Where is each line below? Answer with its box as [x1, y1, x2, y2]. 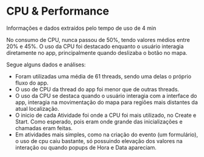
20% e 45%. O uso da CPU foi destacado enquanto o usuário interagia [6, 43, 184, 50]
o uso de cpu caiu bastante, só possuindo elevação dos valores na [15, 137, 183, 144]
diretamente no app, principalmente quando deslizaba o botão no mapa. [6, 49, 188, 56]
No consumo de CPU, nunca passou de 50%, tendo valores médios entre [6, 36, 190, 43]
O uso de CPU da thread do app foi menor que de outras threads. [15, 85, 180, 92]
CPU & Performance [6, 4, 110, 18]
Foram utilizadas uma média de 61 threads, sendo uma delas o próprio [15, 72, 192, 80]
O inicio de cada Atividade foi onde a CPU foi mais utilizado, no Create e [15, 111, 197, 119]
